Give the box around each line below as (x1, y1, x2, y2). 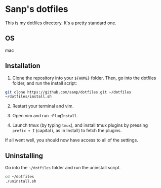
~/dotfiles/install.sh (5, 94, 52, 99)
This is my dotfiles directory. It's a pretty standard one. (5, 20, 117, 26)
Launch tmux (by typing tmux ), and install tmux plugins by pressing (12, 122, 148, 128)
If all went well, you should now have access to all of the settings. (5, 137, 138, 143)
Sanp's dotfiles (5, 3, 68, 15)
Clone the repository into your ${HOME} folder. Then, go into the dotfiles (12, 75, 157, 81)
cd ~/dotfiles (5, 174, 35, 179)
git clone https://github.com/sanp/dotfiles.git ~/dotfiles (5, 90, 132, 94)
